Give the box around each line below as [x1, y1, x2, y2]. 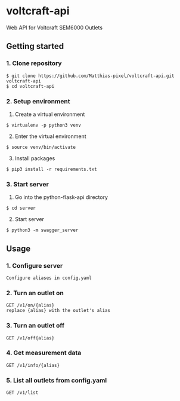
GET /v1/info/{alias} [6, 362, 60, 368]
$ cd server [6, 205, 36, 212]
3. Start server [6, 180, 49, 188]
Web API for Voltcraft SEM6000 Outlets [6, 24, 103, 31]
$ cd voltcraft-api [6, 83, 55, 89]
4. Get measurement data [6, 348, 82, 357]
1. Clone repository [6, 59, 62, 68]
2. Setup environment [6, 97, 70, 105]
